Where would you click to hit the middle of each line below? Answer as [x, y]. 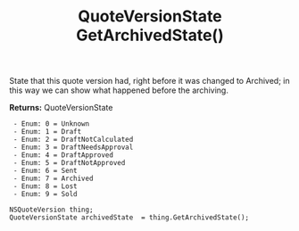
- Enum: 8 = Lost [45, 186]
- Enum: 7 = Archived [53, 179]
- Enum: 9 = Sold [45, 194]
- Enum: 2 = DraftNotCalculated [73, 140]
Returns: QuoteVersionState [61, 108]
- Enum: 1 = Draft [47, 132]
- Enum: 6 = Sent [45, 171]
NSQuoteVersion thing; [51, 210]
